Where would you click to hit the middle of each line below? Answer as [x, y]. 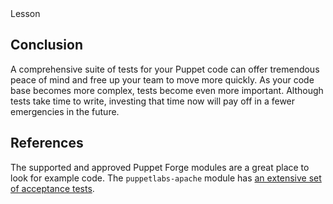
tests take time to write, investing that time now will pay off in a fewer [153, 101]
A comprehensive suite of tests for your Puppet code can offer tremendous [165, 69]
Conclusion [47, 45]
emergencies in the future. [65, 111]
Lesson [25, 13]
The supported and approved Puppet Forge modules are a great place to [160, 167]
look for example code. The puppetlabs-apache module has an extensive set [166, 178]
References [47, 143]
